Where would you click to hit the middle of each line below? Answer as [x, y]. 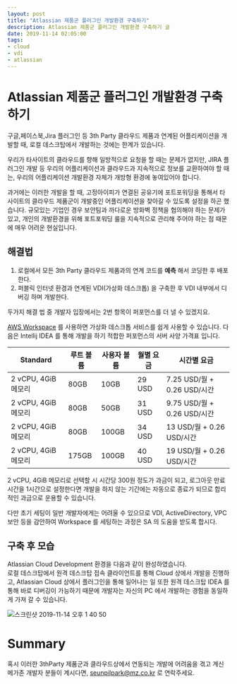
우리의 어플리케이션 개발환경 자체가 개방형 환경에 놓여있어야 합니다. [109, 177]
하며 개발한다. [50, 297]
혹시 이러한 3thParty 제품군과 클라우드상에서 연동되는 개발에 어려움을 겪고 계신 [116, 664]
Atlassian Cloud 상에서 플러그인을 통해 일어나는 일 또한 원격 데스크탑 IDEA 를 [123, 582]
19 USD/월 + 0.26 [196, 451]
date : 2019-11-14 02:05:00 [47, 34]
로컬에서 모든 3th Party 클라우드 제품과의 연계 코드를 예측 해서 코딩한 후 [116, 270]
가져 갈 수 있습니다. [41, 600]
